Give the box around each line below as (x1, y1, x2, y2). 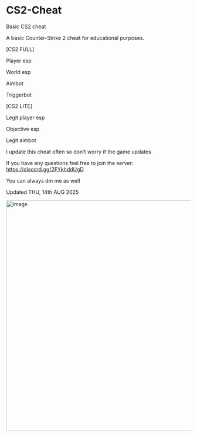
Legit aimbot (6, 136, 36, 144)
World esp (6, 68, 31, 75)
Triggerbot (6, 91, 32, 98)
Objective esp (6, 125, 40, 132)
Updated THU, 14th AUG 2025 (6, 189, 79, 196)
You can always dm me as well (6, 177, 80, 184)
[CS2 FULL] (6, 45, 35, 53)
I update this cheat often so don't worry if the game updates (6, 148, 151, 155)
